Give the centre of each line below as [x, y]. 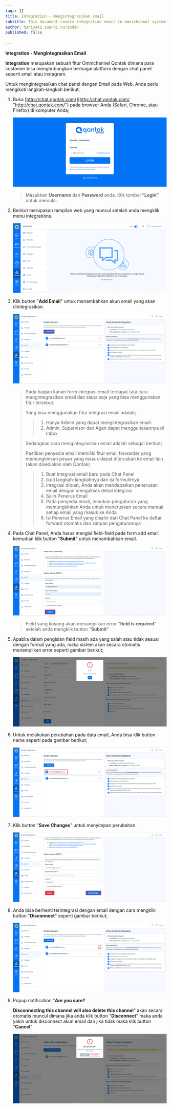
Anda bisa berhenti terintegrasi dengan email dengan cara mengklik [84, 910]
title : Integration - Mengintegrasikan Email [55, 16]
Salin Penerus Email [67, 496]
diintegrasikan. [28, 307]
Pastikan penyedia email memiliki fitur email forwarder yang [88, 453]
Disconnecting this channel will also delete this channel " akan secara [88, 1010]
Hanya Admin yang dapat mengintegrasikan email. [99, 422]
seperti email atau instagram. [36, 74]
